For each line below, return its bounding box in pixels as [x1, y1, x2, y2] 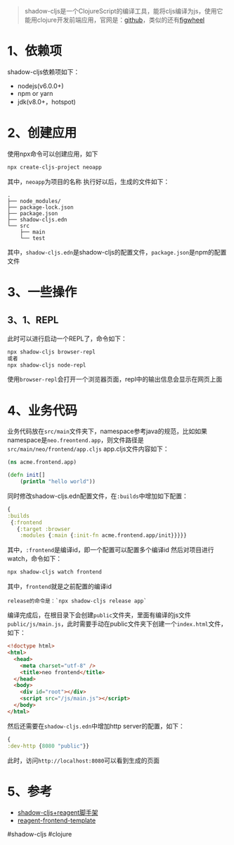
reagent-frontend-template [17, 816, 96, 825]
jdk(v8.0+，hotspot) [17, 97, 76, 106]
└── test [20, 234, 46, 242]
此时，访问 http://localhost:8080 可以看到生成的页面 [7, 756, 160, 765]
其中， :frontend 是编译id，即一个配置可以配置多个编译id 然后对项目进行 [7, 546, 214, 554]
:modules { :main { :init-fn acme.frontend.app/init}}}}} [20, 532, 188, 539]
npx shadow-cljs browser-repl [7, 348, 96, 355]
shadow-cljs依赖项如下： [7, 67, 80, 76]
